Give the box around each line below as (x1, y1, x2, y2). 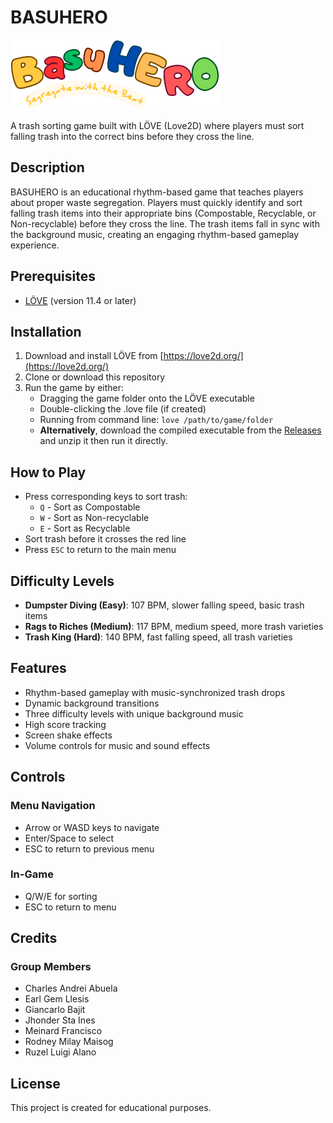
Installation (10, 323, 82, 340)
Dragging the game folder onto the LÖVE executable (39, 392, 255, 405)
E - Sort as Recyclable (39, 522, 131, 535)
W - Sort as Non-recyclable (39, 512, 150, 524)
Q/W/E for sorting (24, 890, 98, 902)
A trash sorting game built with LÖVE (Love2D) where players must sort (10, 119, 305, 131)
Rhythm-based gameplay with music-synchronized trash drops (24, 686, 286, 698)
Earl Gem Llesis (24, 993, 90, 1005)
